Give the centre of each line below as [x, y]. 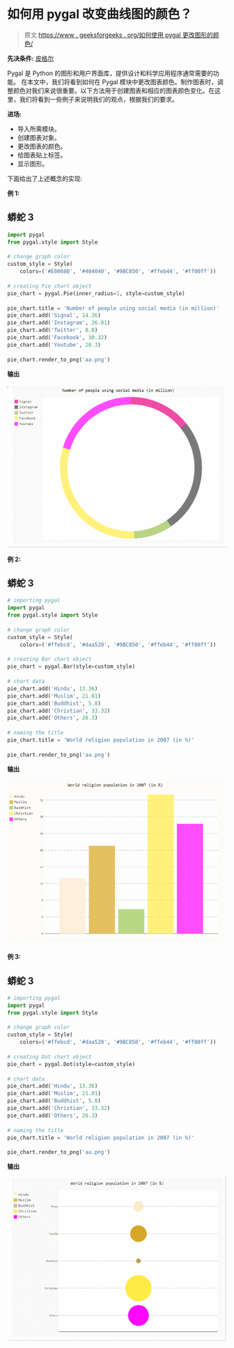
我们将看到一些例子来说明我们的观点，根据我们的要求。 [99, 99]
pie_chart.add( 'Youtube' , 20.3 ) [54, 345]
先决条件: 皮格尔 [31, 58]
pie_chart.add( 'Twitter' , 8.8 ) [53, 330]
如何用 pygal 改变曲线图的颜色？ [100, 14]
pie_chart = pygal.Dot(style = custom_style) [71, 1064]
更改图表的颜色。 [42, 146]
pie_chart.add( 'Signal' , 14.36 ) [54, 315]
